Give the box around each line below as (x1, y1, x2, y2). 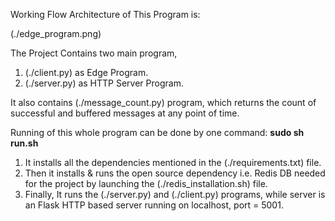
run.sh (10, 137, 39, 149)
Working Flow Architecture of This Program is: (10, 9, 201, 20)
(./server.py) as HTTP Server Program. (24, 77, 184, 89)
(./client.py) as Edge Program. (24, 67, 149, 78)
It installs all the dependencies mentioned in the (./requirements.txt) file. (24, 157, 322, 168)
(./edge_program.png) (10, 28, 102, 39)
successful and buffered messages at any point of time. (10, 107, 240, 119)
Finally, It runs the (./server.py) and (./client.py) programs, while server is (24, 189, 326, 200)
